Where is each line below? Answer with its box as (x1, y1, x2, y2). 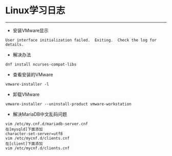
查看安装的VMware (12, 71, 53, 77)
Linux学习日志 (5, 5, 66, 16)
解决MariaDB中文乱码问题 (12, 111, 68, 117)
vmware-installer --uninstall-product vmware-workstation (5, 101, 132, 106)
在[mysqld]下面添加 (5, 126, 43, 132)
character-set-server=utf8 (5, 131, 63, 136)
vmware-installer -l (5, 81, 50, 87)
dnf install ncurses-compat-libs (5, 62, 77, 67)
